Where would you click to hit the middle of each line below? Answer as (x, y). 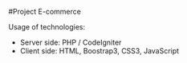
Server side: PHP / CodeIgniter (71, 42)
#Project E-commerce (45, 12)
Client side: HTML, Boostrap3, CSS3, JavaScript (99, 51)
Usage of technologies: (47, 27)
